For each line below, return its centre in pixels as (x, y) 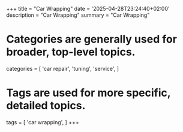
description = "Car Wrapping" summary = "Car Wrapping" (78, 15)
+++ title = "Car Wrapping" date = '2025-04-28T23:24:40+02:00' (88, 9)
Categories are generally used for (91, 39)
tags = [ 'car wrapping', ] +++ (43, 122)
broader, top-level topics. (71, 52)
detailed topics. (46, 106)
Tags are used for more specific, (88, 93)
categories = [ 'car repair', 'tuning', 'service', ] (62, 68)
